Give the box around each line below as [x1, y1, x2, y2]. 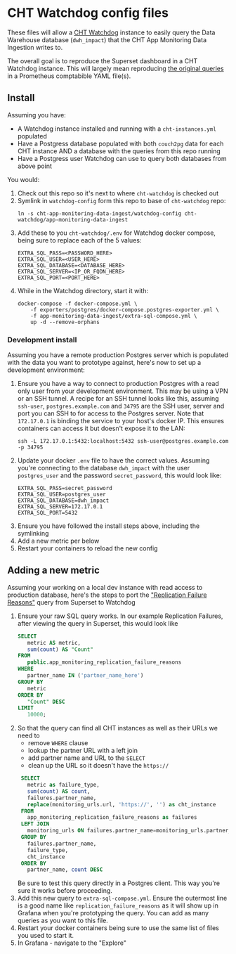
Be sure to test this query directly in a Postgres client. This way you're [17, 879, 221, 887]
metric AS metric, [27, 639, 81, 646]
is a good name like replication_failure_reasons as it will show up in [17, 901, 219, 910]
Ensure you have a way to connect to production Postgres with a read [17, 380, 219, 388]
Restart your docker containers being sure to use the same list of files [17, 924, 220, 932]
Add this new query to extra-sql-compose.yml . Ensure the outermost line [17, 894, 228, 903]
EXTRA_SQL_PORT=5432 [17, 510, 78, 517]
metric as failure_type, [27, 782, 100, 789]
